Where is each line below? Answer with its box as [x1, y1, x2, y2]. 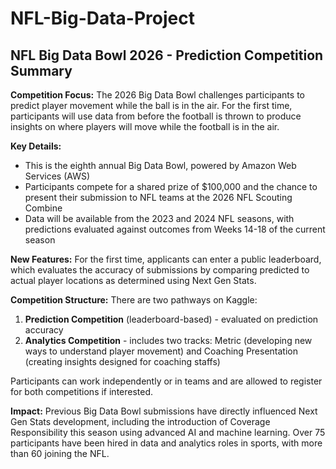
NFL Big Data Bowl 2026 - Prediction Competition [10, 47, 324, 64]
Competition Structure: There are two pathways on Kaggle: [10, 294, 258, 306]
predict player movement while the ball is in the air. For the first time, [10, 100, 293, 111]
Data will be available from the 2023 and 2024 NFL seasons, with [24, 213, 295, 224]
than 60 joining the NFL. [10, 448, 110, 459]
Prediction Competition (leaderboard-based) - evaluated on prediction [24, 313, 319, 325]
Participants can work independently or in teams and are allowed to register [10, 375, 323, 387]
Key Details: [10, 140, 62, 152]
